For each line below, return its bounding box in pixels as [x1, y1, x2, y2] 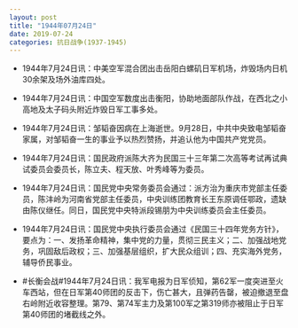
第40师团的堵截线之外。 [21, 309, 111, 320]
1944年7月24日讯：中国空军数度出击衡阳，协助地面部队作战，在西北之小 [21, 93, 288, 104]
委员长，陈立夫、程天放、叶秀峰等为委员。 [52, 164, 209, 175]
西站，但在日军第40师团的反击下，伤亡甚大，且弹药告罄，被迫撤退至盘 [29, 287, 289, 298]
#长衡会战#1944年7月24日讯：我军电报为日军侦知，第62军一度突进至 [21, 276, 277, 286]
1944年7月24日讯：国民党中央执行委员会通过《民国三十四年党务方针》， [21, 223, 284, 235]
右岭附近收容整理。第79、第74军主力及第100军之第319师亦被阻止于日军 [21, 298, 284, 308]
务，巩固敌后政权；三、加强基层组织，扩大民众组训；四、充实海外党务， [21, 246, 286, 257]
